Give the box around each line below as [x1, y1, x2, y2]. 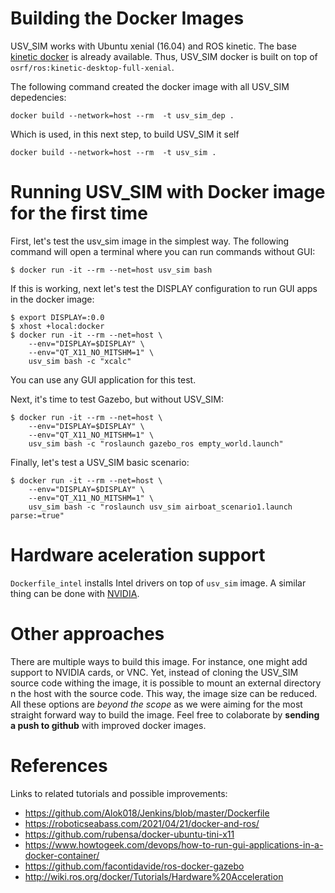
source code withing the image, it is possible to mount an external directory [10, 677, 322, 689]
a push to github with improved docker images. [10, 719, 207, 731]
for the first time [10, 202, 148, 225]
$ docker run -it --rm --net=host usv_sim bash [10, 265, 213, 275]
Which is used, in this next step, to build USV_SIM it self [10, 128, 240, 140]
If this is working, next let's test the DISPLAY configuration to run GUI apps [10, 282, 318, 294]
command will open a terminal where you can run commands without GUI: [10, 245, 316, 257]
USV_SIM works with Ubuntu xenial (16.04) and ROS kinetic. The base [10, 40, 297, 52]
